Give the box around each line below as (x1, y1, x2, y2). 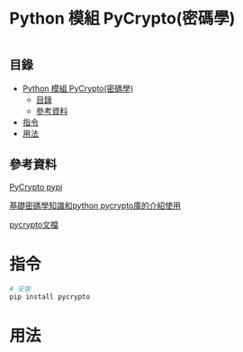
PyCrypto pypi (9, 181, 63, 192)
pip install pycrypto (9, 293, 91, 302)
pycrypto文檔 (9, 219, 58, 230)
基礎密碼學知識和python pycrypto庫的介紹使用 (9, 200, 182, 211)
